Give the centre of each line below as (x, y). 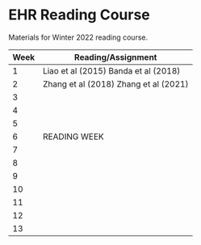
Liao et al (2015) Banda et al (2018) (112, 70)
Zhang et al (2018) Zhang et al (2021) (116, 84)
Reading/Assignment (115, 57)
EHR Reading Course (80, 15)
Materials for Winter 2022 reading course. (78, 37)
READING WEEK (73, 137)
